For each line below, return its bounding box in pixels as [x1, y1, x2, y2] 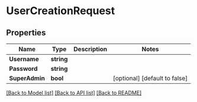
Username [9, 55, 40, 63]
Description [73, 45, 108, 53]
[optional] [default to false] [112, 74, 188, 82]
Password [9, 65, 38, 73]
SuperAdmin [9, 74, 46, 82]
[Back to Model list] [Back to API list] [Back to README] [6, 90, 142, 96]
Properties [6, 28, 46, 38]
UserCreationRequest [6, 4, 115, 18]
